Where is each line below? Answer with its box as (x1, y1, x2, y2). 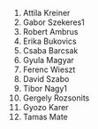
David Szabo (22, 74, 70, 84)
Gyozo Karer (22, 102, 69, 112)
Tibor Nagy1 (22, 84, 67, 93)
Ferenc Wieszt (22, 64, 76, 75)
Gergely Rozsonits (22, 93, 90, 103)
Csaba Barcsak (22, 45, 79, 56)
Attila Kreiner (22, 8, 71, 18)
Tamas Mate (22, 111, 69, 122)
